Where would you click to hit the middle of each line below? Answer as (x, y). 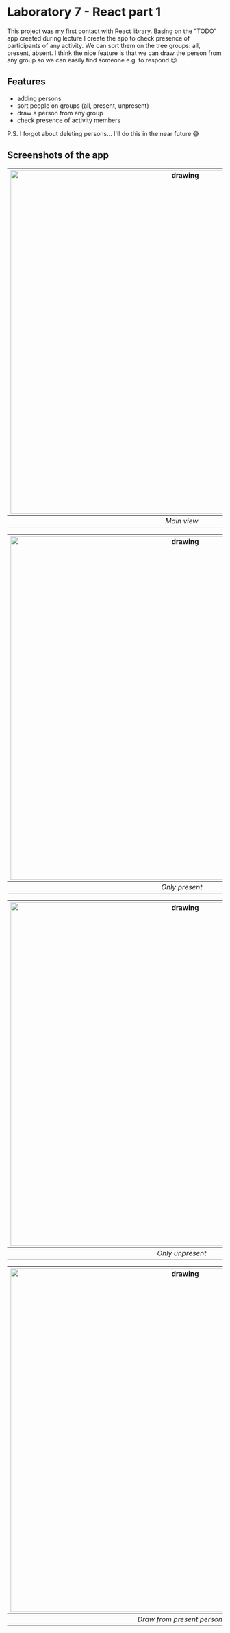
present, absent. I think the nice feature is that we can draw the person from (114, 53)
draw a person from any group (60, 113)
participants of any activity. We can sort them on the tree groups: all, (104, 45)
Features (26, 82)
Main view (182, 521)
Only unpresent (182, 1253)
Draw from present (168, 1619)
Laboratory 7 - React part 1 (84, 12)
